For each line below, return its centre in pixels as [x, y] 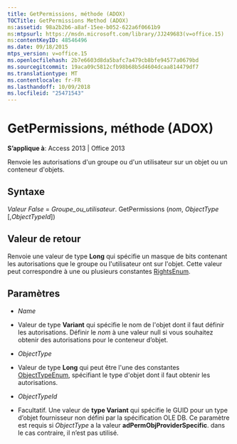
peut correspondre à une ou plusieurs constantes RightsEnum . [99, 271]
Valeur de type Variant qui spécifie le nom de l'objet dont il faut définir [121, 324]
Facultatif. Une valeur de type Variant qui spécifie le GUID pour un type [122, 410]
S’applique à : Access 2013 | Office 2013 [66, 148]
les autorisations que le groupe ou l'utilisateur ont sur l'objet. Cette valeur [115, 263]
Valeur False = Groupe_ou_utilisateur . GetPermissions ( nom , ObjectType [113, 209]
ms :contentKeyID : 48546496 [47, 41]
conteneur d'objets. [36, 170]
